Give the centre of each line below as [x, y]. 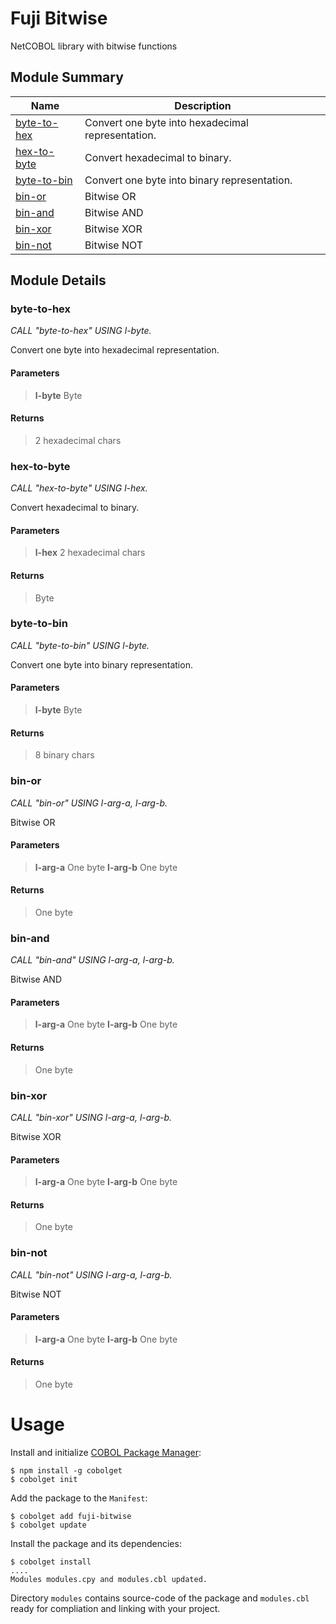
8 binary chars [64, 755]
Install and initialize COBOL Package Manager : [106, 1452]
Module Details [58, 280]
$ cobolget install [51, 1562]
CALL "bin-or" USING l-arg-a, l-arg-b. [89, 803]
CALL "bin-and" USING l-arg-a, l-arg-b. [92, 960]
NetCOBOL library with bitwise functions [94, 46]
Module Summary [67, 77]
